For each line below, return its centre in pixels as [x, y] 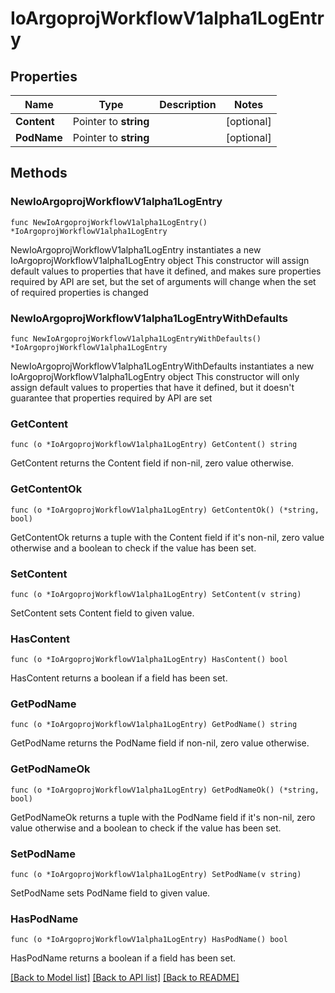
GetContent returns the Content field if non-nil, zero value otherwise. [152, 463]
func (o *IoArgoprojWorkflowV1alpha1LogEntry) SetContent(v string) [156, 594]
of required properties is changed [79, 292]
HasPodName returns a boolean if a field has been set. [123, 958]
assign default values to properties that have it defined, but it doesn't [152, 387]
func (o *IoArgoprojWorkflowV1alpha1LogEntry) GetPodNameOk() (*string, [165, 790]
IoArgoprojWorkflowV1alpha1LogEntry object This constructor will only [155, 376]
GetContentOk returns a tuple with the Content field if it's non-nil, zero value [167, 537]
